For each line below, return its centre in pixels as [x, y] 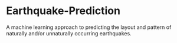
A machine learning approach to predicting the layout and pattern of [89, 27]
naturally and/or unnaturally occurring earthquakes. [69, 33]
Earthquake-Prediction [63, 11]
